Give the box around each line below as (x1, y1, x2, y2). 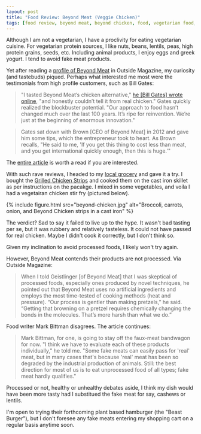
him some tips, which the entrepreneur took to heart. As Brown (20, 135, 176, 142)
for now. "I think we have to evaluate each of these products (20, 341, 169, 348)
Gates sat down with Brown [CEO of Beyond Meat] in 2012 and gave (20, 128, 189, 135)
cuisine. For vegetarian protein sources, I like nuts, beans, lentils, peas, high (6, 43, 193, 50)
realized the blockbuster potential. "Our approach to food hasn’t (20, 104, 179, 111)
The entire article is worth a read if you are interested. (6, 159, 139, 166)
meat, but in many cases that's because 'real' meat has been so (20, 354, 179, 361)
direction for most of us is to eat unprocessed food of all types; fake (20, 366, 189, 374)
